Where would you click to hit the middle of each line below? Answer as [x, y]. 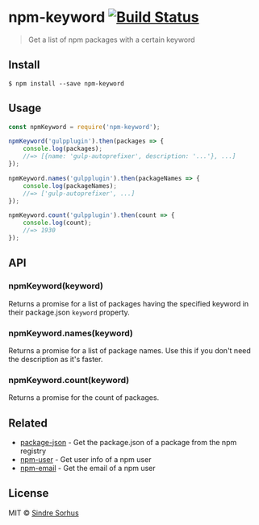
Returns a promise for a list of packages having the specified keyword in [129, 303]
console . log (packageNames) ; [70, 185]
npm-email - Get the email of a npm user [88, 469]
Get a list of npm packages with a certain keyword [111, 40]
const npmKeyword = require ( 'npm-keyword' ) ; [84, 127]
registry [33, 451]
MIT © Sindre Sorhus [44, 513]
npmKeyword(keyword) [56, 286]
